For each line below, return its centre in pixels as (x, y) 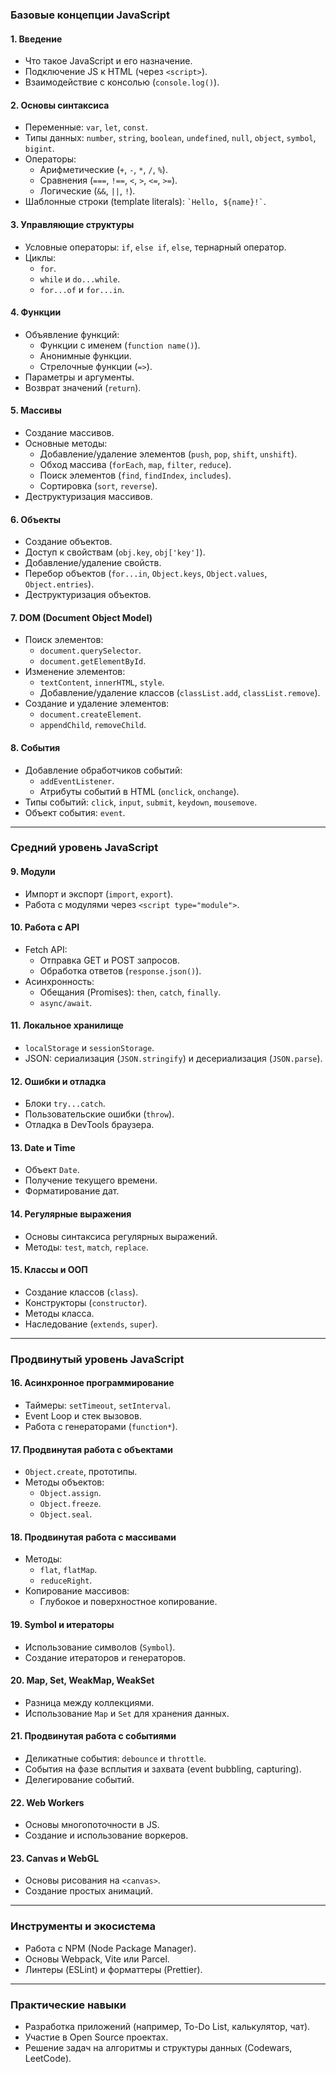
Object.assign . (70, 1493)
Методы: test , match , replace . (86, 1247)
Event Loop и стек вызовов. (83, 1416)
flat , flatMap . (68, 1570)
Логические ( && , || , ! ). (87, 191)
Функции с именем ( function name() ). (120, 345)
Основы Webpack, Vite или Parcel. (97, 1959)
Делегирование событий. (79, 1780)
